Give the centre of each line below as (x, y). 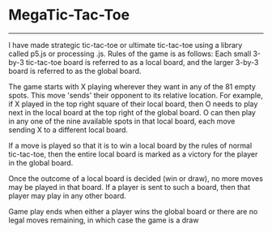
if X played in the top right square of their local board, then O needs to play (133, 104)
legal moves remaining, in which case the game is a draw (104, 220)
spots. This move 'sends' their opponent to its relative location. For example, (136, 95)
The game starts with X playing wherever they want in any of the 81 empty (132, 86)
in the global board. (41, 162)
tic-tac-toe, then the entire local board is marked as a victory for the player (133, 154)
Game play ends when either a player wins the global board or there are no (133, 211)
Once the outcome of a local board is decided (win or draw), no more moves (136, 178)
